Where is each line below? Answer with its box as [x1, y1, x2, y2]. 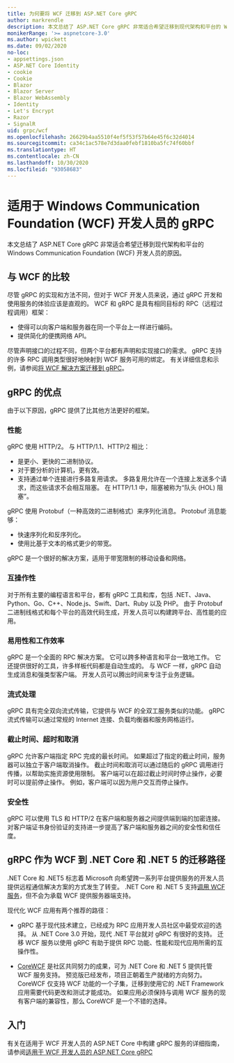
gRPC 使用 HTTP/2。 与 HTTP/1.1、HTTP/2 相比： [7, 442, 150, 451]
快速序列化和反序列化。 [17, 531, 85, 539]
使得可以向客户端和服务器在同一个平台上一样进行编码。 [17, 323, 176, 331]
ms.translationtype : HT [7, 146, 77, 153]
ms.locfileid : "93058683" [7, 165, 82, 173]
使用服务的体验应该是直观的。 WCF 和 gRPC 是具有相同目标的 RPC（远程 [7, 299, 217, 308]
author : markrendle [7, 17, 64, 24]
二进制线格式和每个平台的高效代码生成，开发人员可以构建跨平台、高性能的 [7, 608, 221, 616]
